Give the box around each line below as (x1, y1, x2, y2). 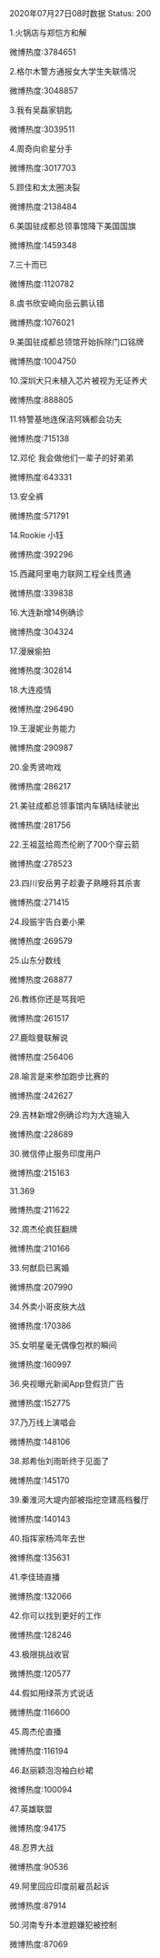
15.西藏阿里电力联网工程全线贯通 (9, 568, 132, 579)
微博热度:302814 (9, 665, 73, 676)
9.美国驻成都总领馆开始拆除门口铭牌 (9, 336, 145, 347)
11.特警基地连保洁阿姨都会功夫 (9, 414, 123, 425)
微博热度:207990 (9, 1281, 74, 1292)
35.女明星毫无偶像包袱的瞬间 (9, 1340, 117, 1351)
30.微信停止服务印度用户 (9, 1149, 102, 1159)
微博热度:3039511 (9, 124, 75, 135)
